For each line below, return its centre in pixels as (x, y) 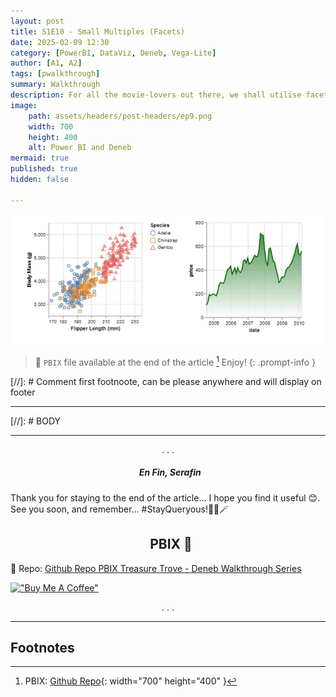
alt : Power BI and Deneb (80, 148)
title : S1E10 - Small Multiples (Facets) (98, 31)
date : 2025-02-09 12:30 (60, 42)
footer (23, 392)
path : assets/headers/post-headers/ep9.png (120, 116)
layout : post (37, 21)
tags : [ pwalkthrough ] (55, 74)
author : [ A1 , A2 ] (46, 63)
